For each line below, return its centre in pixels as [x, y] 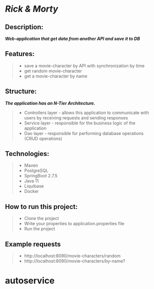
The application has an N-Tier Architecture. [50, 103]
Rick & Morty [32, 9]
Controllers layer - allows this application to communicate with [86, 113]
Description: [24, 27]
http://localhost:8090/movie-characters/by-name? [75, 261]
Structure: [21, 91]
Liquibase [34, 186]
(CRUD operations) [43, 138]
